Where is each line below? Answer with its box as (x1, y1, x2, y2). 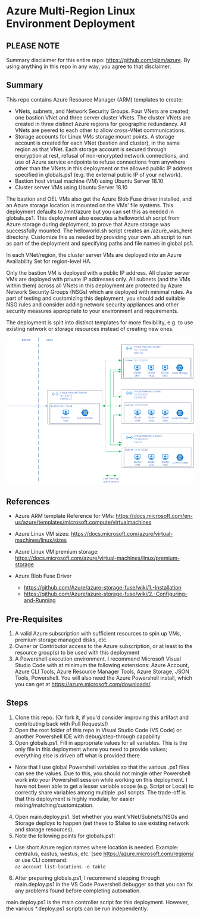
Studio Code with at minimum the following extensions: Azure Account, (14, 662, 189, 669)
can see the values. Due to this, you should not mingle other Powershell (14, 769, 190, 777)
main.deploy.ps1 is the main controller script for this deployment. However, (6, 898, 189, 905)
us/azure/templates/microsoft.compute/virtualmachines (14, 518, 152, 526)
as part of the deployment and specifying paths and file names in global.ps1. (6, 240, 193, 247)
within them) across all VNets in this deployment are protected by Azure (6, 282, 183, 289)
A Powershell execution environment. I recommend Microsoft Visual (14, 655, 182, 662)
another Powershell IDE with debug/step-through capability (14, 733, 161, 740)
